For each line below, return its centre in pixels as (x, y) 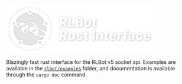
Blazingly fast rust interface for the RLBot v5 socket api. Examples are (91, 62)
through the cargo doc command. (47, 75)
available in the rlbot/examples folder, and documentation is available (91, 68)
